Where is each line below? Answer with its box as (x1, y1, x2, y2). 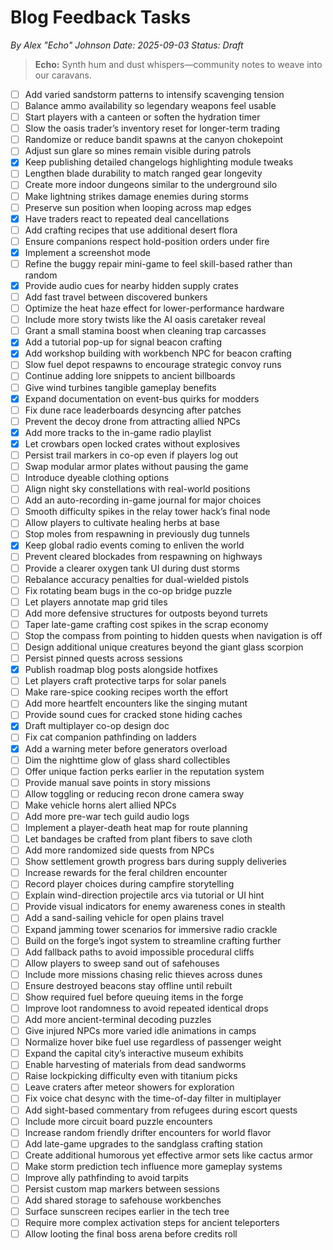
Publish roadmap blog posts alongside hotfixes (24, 664, 218, 676)
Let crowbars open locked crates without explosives (24, 437, 241, 450)
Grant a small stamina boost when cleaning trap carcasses (24, 325, 267, 337)
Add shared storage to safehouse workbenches (24, 1194, 222, 1206)
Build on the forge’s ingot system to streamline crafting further (24, 934, 282, 946)
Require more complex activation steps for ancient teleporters (24, 1217, 280, 1229)
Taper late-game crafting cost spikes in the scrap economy (24, 618, 269, 630)
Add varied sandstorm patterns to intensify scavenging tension (24, 88, 285, 100)
